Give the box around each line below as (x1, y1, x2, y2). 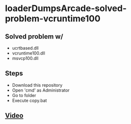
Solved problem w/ (5, 32, 64, 41)
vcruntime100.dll (12, 50, 45, 56)
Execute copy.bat (12, 97, 47, 103)
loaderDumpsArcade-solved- (5, 3, 127, 14)
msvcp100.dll (12, 55, 39, 61)
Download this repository (12, 82, 63, 88)
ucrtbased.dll (12, 45, 39, 51)
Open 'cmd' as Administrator (12, 87, 70, 93)
